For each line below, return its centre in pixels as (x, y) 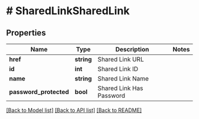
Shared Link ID (118, 69)
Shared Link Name (123, 78)
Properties (26, 33)
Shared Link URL (121, 59)
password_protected (39, 92)
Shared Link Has (120, 88)
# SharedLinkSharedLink (68, 11)
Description (132, 49)
